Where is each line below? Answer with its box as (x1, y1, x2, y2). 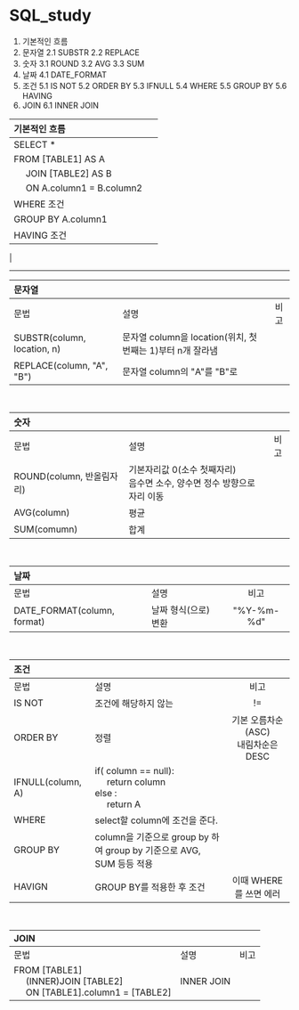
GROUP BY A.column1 (13, 213, 108, 225)
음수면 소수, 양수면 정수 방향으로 (128, 476, 256, 489)
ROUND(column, (13, 469, 84, 482)
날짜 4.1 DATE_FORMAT (21, 69, 108, 80)
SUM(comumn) (13, 523, 78, 535)
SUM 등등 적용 (94, 857, 153, 869)
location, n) (13, 342, 61, 354)
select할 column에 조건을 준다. (94, 814, 218, 827)
